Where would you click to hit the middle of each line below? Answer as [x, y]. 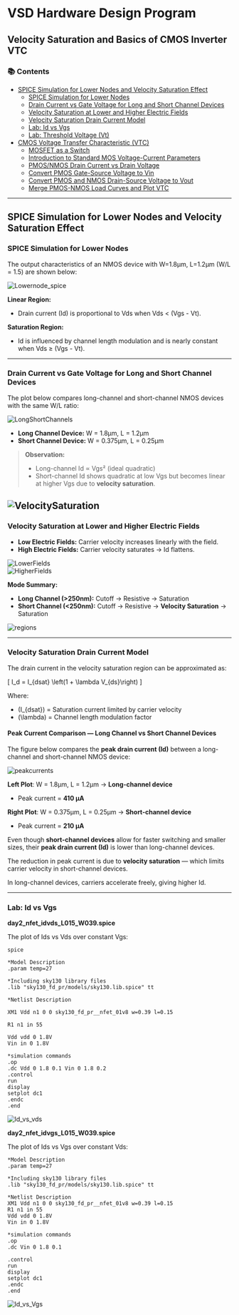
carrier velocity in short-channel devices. [68, 869]
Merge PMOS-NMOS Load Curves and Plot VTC [99, 188]
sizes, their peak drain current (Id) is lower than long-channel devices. [111, 847]
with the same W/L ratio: [43, 405]
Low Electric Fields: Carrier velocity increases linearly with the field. [118, 542]
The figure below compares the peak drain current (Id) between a [104, 749]
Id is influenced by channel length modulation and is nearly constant [118, 341]
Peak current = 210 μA [51, 826]
